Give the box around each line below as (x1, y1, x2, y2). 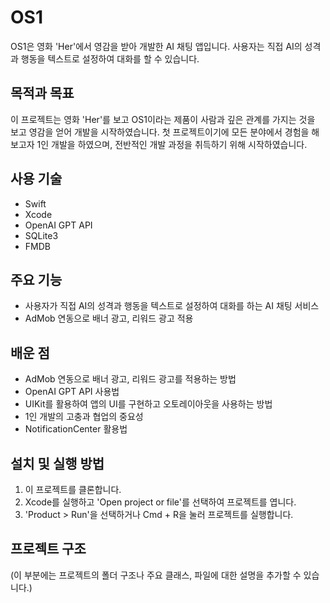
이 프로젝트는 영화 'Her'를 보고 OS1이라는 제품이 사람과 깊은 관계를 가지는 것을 (10, 113, 316, 125)
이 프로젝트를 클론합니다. (24, 484, 122, 495)
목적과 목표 (10, 85, 75, 102)
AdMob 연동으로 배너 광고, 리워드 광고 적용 (24, 312, 194, 325)
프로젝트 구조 (10, 541, 87, 558)
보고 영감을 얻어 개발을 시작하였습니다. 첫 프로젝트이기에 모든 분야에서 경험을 (10, 126, 310, 138)
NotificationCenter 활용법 (24, 423, 128, 435)
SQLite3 (24, 229, 59, 241)
